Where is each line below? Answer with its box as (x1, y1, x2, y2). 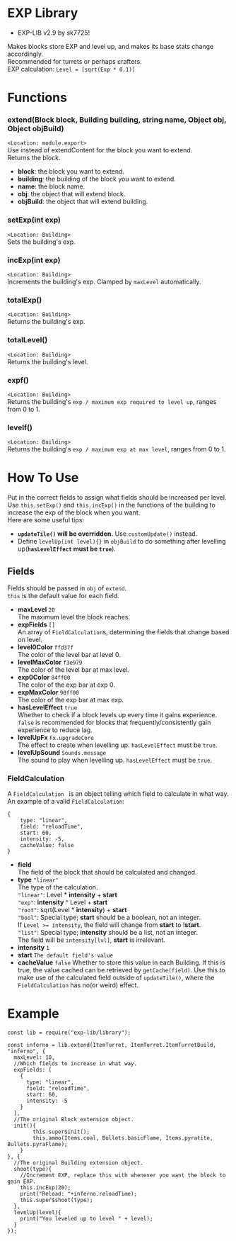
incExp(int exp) (7, 255, 61, 265)
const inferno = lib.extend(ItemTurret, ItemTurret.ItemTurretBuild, (7, 1042, 217, 1049)
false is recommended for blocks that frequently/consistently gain (17, 718, 211, 726)
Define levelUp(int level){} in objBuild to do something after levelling (17, 537, 226, 546)
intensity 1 (17, 943, 49, 952)
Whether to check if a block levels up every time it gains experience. (17, 710, 218, 719)
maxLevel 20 (17, 605, 55, 614)
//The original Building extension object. (13, 1159, 143, 1167)
